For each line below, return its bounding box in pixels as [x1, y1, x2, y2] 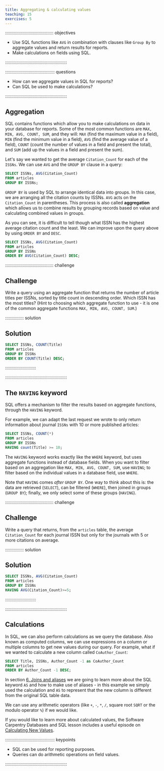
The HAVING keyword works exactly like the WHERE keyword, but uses [5, 454, 141, 460]
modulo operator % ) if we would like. [5, 707, 78, 713]
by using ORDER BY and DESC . [5, 230, 61, 236]
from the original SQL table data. [5, 693, 71, 699]
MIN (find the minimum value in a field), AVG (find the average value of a [5, 136, 148, 142]
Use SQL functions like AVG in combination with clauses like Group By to [12, 39, 156, 45]
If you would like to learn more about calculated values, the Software [5, 717, 144, 723]
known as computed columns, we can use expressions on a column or [5, 638, 147, 644]
